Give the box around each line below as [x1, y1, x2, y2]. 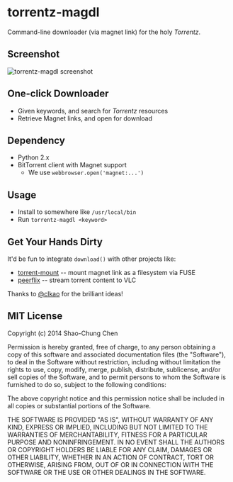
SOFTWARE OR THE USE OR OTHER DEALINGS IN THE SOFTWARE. [7, 468, 206, 476]
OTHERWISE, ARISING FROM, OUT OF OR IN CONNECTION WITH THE [7, 460, 214, 469]
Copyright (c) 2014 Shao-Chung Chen [7, 329, 118, 337]
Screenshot [7, 48, 60, 60]
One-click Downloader [7, 88, 109, 100]
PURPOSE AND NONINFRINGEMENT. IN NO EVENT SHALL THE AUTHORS [7, 437, 225, 447]
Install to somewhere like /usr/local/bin [17, 208, 137, 216]
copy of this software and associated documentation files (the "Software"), [7, 350, 227, 359]
